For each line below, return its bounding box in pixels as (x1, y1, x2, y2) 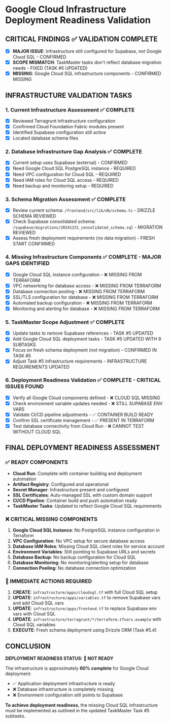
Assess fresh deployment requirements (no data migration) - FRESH (12, 235, 155, 241)
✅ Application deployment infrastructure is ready (12, 681, 115, 687)
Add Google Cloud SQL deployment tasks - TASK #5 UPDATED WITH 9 (12, 336, 161, 342)
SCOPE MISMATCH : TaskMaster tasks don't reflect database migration (12, 60, 162, 66)
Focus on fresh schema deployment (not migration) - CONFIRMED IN (12, 347, 157, 353)
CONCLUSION (5, 642, 51, 650)
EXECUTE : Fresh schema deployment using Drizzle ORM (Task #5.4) (12, 627, 157, 633)
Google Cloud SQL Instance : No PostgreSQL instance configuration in (12, 527, 160, 533)
